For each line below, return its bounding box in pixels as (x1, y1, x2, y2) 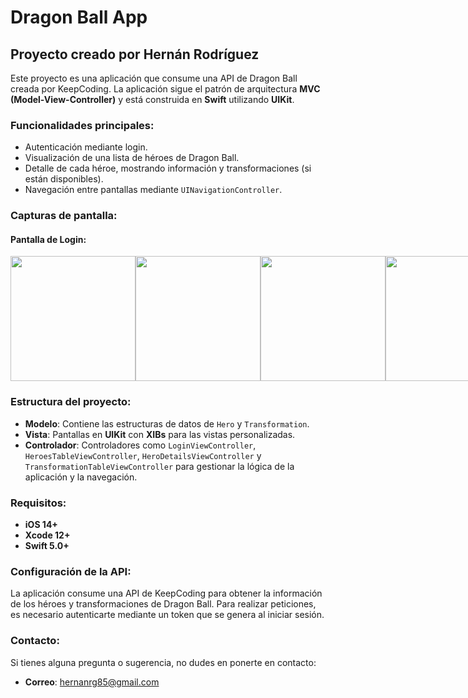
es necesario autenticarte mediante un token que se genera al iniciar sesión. (10, 609, 325, 621)
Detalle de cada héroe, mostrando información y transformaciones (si (24, 162, 312, 175)
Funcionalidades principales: (10, 118, 155, 132)
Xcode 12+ (24, 529, 71, 541)
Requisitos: (10, 496, 67, 510)
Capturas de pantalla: (10, 209, 118, 223)
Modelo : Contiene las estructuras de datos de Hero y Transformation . (24, 417, 310, 430)
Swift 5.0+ (24, 540, 70, 552)
